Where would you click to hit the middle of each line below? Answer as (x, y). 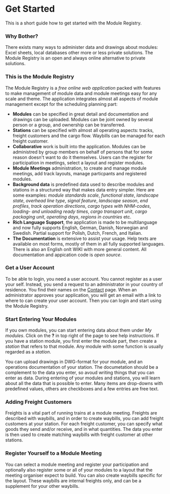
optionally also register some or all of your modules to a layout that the (79, 470)
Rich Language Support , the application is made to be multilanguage (85, 222)
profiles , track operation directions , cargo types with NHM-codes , (82, 206)
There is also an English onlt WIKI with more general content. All (79, 249)
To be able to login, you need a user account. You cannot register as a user (84, 279)
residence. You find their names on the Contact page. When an (71, 290)
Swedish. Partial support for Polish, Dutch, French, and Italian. (77, 233)
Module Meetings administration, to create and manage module (80, 168)
